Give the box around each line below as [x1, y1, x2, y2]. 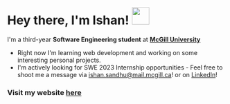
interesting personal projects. [17, 56, 102, 64]
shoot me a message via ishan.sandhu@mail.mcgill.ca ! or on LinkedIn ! [17, 70, 218, 79]
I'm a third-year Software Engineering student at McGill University [7, 35, 201, 43]
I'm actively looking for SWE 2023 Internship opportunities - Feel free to [17, 63, 223, 72]
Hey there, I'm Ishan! [7, 12, 130, 28]
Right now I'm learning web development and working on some [17, 48, 198, 56]
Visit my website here [7, 87, 82, 97]
